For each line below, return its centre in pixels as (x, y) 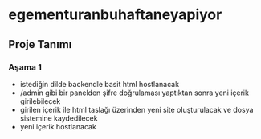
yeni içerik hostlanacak (58, 126)
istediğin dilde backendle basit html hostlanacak (99, 84)
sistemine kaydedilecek (59, 118)
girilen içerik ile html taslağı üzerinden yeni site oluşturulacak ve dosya (137, 109)
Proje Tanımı (40, 44)
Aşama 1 (25, 67)
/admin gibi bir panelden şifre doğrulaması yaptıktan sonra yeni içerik (134, 93)
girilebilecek (40, 101)
